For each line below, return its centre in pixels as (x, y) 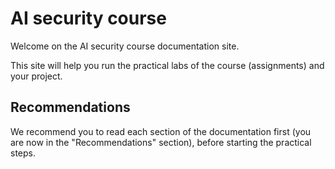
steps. (23, 153)
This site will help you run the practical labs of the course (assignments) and (167, 65)
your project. (36, 76)
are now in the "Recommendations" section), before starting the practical (161, 142)
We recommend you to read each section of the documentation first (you (161, 131)
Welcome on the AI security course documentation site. (125, 46)
